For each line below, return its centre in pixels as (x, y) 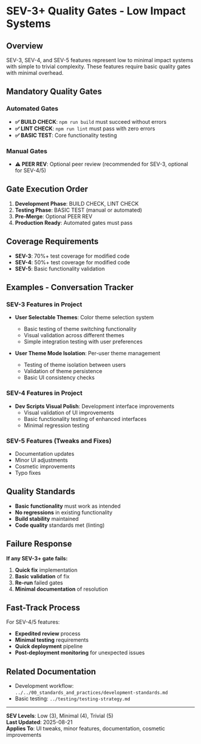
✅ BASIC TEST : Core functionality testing (66, 135)
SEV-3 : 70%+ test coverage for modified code (72, 256)
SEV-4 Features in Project (44, 393)
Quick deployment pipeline (49, 647)
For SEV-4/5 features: (33, 622)
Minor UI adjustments (41, 460)
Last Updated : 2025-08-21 (39, 722)
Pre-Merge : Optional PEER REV (54, 216)
